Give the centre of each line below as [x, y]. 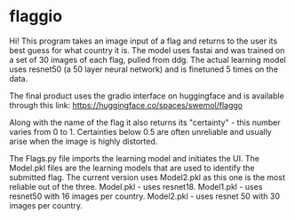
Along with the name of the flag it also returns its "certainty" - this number [145, 122]
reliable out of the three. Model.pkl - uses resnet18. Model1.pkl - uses [136, 186]
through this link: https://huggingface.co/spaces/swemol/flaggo [126, 105]
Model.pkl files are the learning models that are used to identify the [132, 168]
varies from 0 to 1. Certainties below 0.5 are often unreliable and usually [141, 131]
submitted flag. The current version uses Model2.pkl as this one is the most [147, 177]
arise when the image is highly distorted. [84, 141]
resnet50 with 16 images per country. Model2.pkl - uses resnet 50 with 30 [144, 196]
